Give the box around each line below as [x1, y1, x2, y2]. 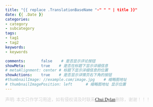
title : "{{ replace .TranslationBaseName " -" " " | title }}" [5, 7, 137, 13]
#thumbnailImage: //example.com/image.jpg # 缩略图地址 [5, 77, 127, 82]
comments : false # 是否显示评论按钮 [5, 58, 96, 63]
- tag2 [5, 40, 19, 45]
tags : [5, 31, 16, 36]
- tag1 [5, 36, 19, 41]
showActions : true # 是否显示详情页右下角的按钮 [5, 72, 112, 78]
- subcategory [5, 26, 35, 31]
